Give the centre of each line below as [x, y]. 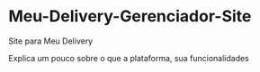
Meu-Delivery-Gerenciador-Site [130, 16]
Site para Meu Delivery [51, 41]
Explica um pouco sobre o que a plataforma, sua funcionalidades [129, 58]
